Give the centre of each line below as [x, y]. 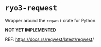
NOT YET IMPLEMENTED [31, 30]
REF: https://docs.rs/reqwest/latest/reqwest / [50, 39]
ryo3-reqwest [31, 8]
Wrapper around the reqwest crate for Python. [51, 20]
